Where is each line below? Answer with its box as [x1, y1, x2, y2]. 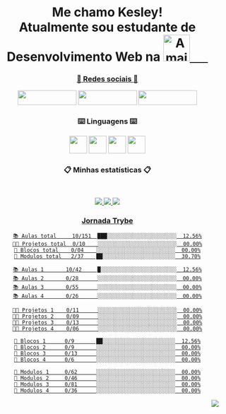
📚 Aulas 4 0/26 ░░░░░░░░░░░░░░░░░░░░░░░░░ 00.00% [13, 292, 202, 300]
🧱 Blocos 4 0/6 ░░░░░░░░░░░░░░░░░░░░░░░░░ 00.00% [13, 356, 201, 364]
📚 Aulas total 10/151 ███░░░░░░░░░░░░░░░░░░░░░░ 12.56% [13, 232, 202, 240]
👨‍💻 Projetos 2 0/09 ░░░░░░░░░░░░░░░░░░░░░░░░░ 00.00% [12, 313, 203, 320]
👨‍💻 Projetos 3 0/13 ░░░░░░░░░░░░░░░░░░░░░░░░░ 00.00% [12, 319, 203, 326]
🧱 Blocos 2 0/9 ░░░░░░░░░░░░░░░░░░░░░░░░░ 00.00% [13, 344, 201, 351]
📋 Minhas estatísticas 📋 [64, 165, 151, 175]
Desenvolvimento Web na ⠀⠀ [6, 49, 208, 65]
